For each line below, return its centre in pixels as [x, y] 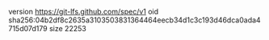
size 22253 [67, 28]
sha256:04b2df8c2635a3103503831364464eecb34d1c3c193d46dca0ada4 [134, 20]
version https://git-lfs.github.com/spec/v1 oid [84, 12]
